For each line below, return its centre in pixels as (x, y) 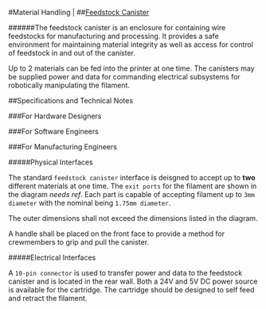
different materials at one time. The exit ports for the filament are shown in (133, 186)
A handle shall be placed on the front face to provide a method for (117, 234)
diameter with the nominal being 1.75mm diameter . (90, 203)
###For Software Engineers (54, 131)
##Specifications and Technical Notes (71, 100)
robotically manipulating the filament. (69, 85)
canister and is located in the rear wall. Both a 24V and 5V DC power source (133, 281)
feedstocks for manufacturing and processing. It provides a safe (113, 36)
